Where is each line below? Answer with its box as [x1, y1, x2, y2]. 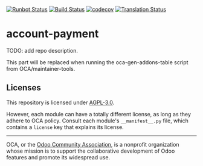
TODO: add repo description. [6, 47, 79, 54]
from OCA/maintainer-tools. [6, 65, 76, 72]
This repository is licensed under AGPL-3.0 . [6, 99, 115, 106]
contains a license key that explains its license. [6, 123, 124, 130]
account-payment [6, 27, 99, 41]
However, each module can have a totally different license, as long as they [6, 110, 192, 118]
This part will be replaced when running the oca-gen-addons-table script [6, 58, 188, 66]
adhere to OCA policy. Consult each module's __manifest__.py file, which [6, 117, 188, 124]
